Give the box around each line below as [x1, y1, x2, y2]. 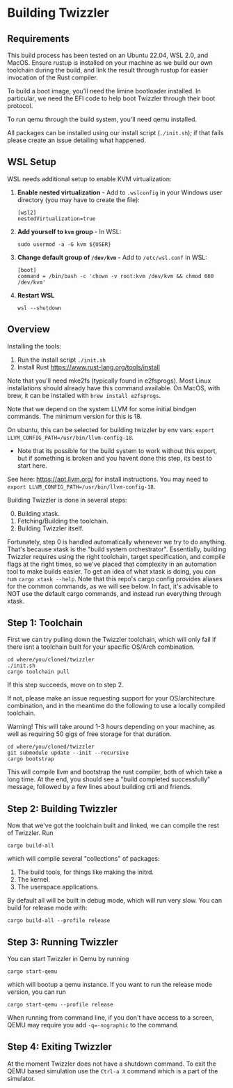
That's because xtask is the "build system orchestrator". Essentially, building [7, 545, 227, 553]
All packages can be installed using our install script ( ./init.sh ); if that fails [7, 129, 224, 137]
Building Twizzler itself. [17, 524, 84, 532]
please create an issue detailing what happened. [7, 136, 146, 144]
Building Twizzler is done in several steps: [7, 496, 127, 504]
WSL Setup [7, 156, 57, 168]
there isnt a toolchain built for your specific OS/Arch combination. [7, 643, 195, 651]
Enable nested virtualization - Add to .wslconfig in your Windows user [17, 188, 223, 197]
